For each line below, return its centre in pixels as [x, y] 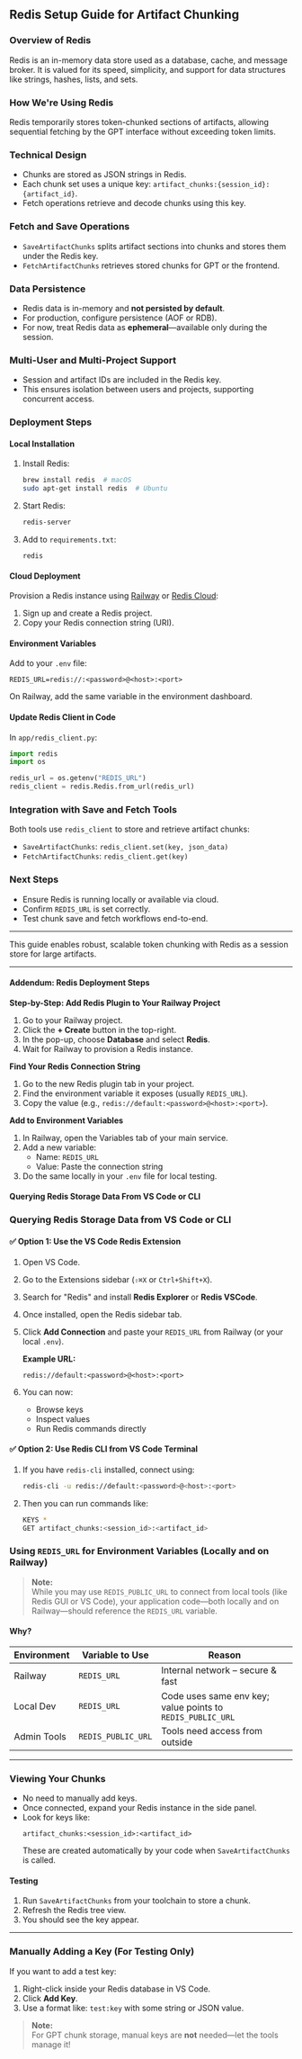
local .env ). [43, 1341]
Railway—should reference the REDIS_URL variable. [124, 1611]
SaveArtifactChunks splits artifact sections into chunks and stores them [154, 246]
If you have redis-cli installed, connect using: [108, 1470]
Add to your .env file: [48, 663]
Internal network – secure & [219, 1670]
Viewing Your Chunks [58, 1778]
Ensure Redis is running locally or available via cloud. [120, 899]
